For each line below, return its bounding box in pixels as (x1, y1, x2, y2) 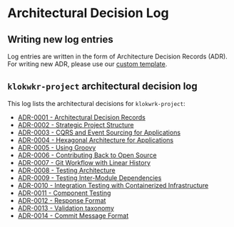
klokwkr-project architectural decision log (7, 80, 198, 93)
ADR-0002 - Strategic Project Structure (17, 120, 134, 129)
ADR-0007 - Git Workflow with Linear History (17, 158, 151, 167)
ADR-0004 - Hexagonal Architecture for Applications (17, 135, 174, 144)
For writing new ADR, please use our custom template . (7, 60, 168, 68)
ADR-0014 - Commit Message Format (17, 211, 129, 220)
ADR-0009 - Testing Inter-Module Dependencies (17, 173, 162, 182)
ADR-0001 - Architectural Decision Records (17, 112, 146, 122)
